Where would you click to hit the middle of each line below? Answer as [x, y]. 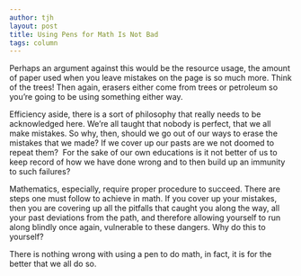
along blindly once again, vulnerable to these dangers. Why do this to [138, 227]
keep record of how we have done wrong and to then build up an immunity [147, 162]
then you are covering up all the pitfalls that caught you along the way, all [145, 209]
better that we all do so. [53, 264]
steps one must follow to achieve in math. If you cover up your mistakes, [143, 199]
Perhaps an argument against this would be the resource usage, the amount [150, 68]
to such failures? [40, 172]
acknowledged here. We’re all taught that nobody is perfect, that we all [140, 124]
